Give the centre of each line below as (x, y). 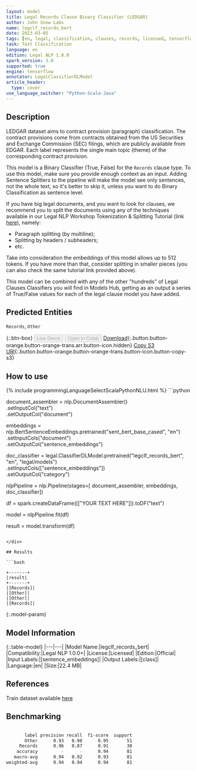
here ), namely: (23, 222)
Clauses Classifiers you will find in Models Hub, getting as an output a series (98, 287)
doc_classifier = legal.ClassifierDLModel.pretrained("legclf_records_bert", (95, 456)
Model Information (41, 633)
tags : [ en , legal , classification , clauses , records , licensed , (86, 39)
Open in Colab (83, 339)
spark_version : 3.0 (30, 60)
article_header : (26, 83)
